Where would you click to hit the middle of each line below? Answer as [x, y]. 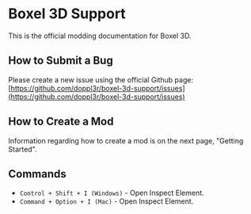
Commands [38, 174]
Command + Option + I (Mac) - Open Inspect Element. [106, 201]
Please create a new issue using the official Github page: [101, 79]
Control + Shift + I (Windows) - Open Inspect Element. [112, 193]
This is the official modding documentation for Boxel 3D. [100, 36]
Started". [23, 149]
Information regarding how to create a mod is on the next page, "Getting [126, 140]
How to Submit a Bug [61, 61]
